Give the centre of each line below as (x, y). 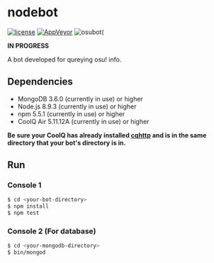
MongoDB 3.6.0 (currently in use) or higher (80, 99)
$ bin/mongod (27, 252)
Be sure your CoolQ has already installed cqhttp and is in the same (107, 135)
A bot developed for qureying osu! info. (64, 59)
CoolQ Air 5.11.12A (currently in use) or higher (83, 121)
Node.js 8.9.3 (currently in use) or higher (77, 106)
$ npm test (23, 213)
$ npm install (28, 206)
